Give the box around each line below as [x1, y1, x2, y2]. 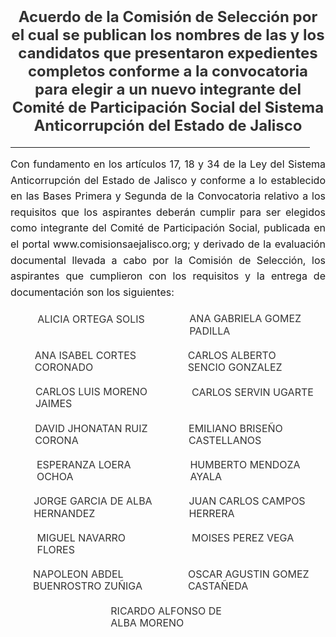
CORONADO [34, 360, 94, 374]
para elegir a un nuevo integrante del [34, 80, 302, 99]
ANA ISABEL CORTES [34, 348, 137, 362]
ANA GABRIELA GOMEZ [189, 312, 302, 326]
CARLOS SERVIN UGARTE [191, 385, 314, 399]
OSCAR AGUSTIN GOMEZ [187, 567, 310, 581]
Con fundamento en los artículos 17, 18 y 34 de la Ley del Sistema [10, 157, 326, 171]
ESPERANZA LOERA [36, 457, 132, 471]
